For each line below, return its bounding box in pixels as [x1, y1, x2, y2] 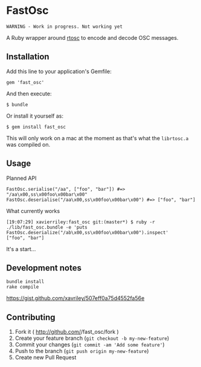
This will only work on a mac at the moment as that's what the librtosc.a [6, 134, 189, 142]
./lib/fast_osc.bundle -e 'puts [6, 224, 88, 230]
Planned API [6, 174, 37, 182]
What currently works [6, 207, 60, 214]
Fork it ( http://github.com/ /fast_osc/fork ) [14, 328, 119, 336]
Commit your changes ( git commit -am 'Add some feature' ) [14, 341, 165, 348]
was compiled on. [6, 141, 51, 148]
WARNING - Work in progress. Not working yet [6, 24, 123, 30]
